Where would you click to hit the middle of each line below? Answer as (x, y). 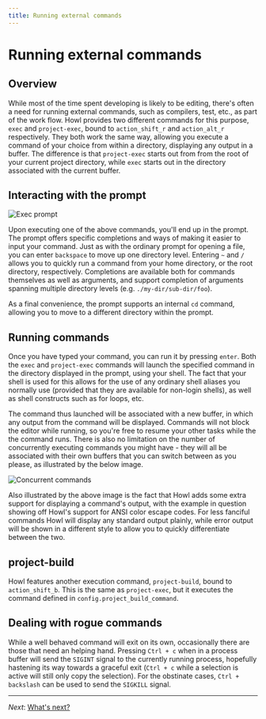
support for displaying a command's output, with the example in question (127, 503)
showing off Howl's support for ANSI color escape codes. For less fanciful (129, 512)
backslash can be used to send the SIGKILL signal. (90, 684)
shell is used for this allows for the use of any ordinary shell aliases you (124, 382)
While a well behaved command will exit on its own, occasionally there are (129, 642)
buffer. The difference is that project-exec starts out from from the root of (129, 153)
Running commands (59, 337)
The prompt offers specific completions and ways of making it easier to (125, 238)
